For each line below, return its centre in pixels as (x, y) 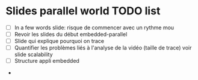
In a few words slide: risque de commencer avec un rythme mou (94, 27)
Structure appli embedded (47, 61)
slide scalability (33, 54)
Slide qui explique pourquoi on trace (59, 41)
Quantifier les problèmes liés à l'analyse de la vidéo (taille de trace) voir (103, 48)
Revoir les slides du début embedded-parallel (71, 34)
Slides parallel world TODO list (83, 11)
